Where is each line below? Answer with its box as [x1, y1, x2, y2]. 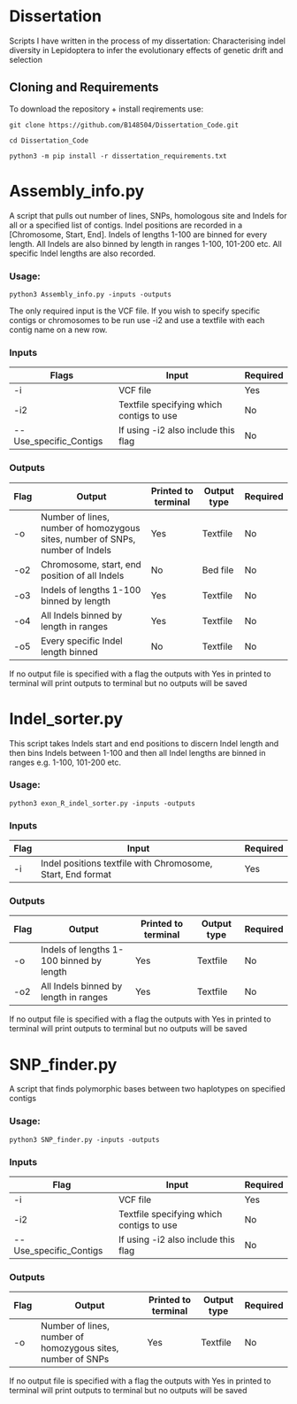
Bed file [202, 564, 234, 576]
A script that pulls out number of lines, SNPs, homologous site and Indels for [9, 210, 287, 220]
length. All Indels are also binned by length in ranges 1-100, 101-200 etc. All [9, 238, 283, 249]
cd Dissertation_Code [9, 135, 89, 145]
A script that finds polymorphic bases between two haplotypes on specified [9, 1084, 286, 1094]
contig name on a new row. [9, 324, 108, 335]
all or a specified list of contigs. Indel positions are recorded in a [9, 220, 243, 230]
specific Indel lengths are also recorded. [9, 248, 156, 258]
